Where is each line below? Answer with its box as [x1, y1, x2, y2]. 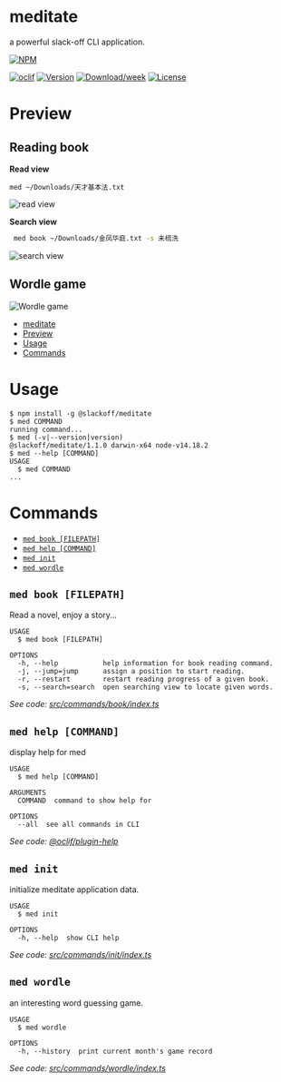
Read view [9, 163, 50, 174]
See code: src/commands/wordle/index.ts [9, 1062, 166, 1073]
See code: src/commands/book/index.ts [9, 699, 160, 710]
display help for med [9, 747, 86, 758]
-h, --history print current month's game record [17, 1047, 213, 1056]
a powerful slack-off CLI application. [9, 36, 145, 47]
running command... [9, 425, 83, 434]
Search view [9, 216, 57, 227]
